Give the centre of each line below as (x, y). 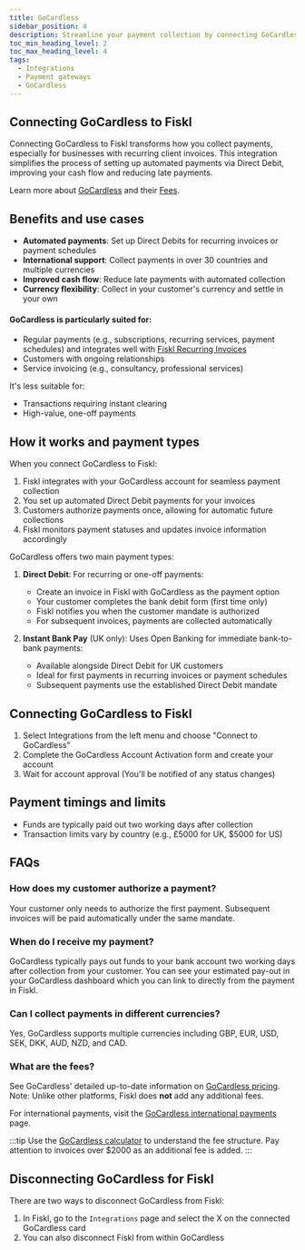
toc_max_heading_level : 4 (58, 52)
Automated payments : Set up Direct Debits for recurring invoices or (150, 241)
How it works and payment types (104, 442)
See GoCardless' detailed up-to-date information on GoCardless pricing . (145, 1087)
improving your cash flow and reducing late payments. (111, 172)
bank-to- (275, 639)
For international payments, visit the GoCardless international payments (143, 1114)
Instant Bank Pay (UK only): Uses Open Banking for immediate (140, 639)
